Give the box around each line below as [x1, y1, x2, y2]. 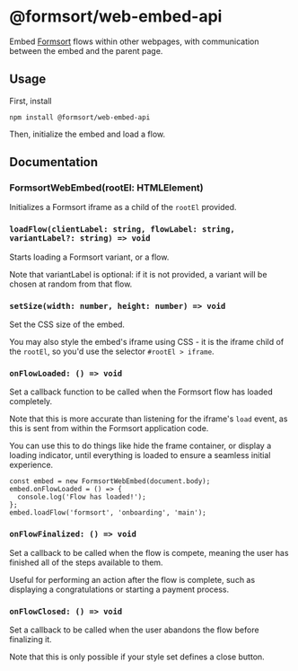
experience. [9, 460, 54, 471]
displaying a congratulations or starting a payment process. [9, 584, 230, 595]
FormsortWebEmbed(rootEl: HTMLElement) [9, 181, 204, 194]
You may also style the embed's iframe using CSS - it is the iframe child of [9, 337, 285, 348]
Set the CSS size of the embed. [9, 319, 126, 330]
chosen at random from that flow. [9, 278, 133, 289]
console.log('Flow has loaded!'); [17, 492, 146, 502]
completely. [9, 396, 53, 407]
